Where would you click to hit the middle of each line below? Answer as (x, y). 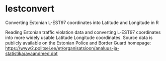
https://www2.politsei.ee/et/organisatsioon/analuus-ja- (62, 48)
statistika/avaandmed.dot (31, 53)
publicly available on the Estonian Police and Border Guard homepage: (78, 42)
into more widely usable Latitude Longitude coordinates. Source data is (79, 37)
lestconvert (30, 9)
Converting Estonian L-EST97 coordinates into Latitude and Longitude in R (82, 22)
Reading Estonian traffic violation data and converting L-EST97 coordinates (83, 32)
